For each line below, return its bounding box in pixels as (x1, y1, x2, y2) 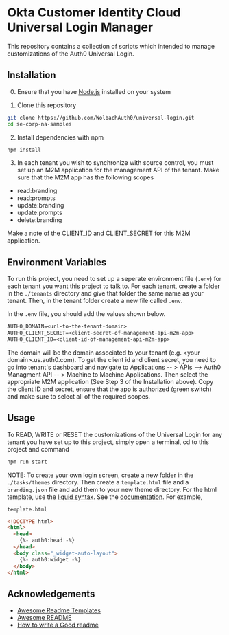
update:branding (16, 201, 64, 210)
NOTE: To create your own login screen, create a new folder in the (7, 471, 194, 479)
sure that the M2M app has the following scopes (16, 173, 154, 181)
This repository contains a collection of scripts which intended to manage (7, 42, 215, 50)
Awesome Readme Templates (16, 606, 101, 614)
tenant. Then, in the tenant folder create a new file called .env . (7, 297, 183, 305)
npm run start (7, 458, 48, 465)
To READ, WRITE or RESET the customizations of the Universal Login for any (7, 430, 223, 438)
